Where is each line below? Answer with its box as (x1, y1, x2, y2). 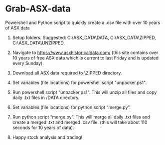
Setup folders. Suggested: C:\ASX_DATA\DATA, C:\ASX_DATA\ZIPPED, (12, 34, 156, 40)
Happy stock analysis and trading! (12, 134, 83, 140)
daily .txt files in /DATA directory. (12, 94, 80, 100)
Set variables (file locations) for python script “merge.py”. (12, 104, 131, 110)
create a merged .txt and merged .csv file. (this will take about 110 (12, 119, 148, 125)
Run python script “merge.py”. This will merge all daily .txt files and (12, 113, 151, 120)
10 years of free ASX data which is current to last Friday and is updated (12, 54, 159, 60)
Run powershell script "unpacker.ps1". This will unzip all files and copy (12, 89, 157, 95)
